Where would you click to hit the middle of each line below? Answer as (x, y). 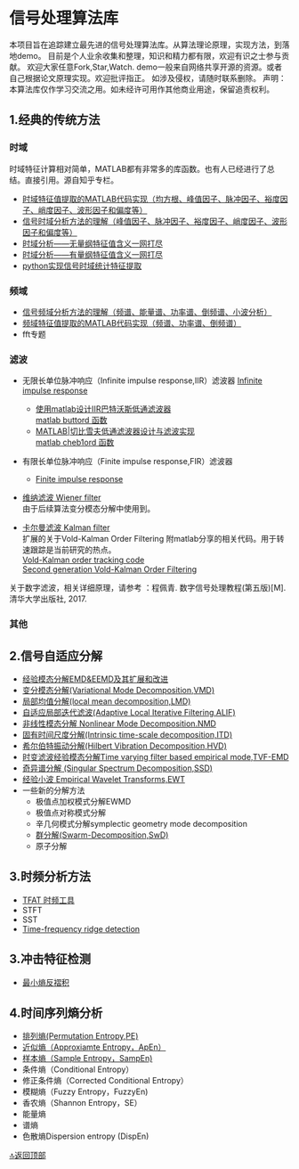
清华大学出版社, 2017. (48, 599)
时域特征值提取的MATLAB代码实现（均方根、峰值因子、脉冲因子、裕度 (151, 199)
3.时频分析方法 (50, 877)
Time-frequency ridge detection (81, 928)
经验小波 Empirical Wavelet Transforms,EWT (103, 779)
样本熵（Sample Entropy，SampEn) (87, 1059)
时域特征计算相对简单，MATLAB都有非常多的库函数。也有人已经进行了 (138, 168)
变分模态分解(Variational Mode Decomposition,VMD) (118, 690)
